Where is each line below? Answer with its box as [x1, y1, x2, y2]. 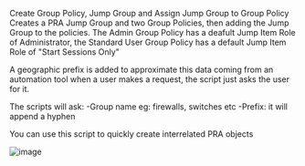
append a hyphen [9, 111, 76, 121]
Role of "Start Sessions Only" [9, 47, 121, 57]
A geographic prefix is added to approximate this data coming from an [9, 64, 274, 75]
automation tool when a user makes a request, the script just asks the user [9, 74, 290, 85]
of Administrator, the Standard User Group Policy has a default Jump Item [9, 36, 287, 47]
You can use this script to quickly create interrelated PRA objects [9, 129, 254, 140]
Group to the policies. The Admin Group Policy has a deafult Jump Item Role [9, 27, 296, 37]
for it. [9, 84, 30, 94]
